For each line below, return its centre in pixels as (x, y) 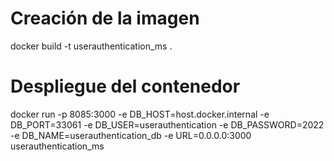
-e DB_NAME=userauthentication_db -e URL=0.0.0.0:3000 (131, 135)
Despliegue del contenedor (125, 86)
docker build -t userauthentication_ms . (91, 46)
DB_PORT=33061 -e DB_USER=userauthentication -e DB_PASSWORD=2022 (167, 124)
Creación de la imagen (105, 18)
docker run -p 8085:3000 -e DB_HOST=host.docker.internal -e (140, 114)
